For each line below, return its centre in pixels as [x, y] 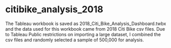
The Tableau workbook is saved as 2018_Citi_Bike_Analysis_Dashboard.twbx [86, 23]
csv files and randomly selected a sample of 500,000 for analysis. [75, 40]
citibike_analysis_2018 [54, 9]
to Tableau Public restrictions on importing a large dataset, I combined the [83, 34]
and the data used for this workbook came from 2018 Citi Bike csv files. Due [85, 29]
